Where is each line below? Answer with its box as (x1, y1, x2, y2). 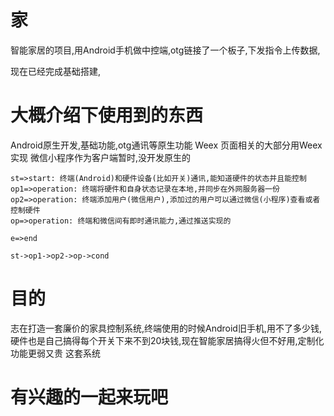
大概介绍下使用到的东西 (10, 104, 204, 127)
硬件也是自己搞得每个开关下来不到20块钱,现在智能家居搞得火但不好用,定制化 (10, 334, 325, 346)
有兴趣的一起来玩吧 (10, 386, 169, 408)
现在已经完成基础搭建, (10, 65, 102, 77)
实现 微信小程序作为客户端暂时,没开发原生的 (10, 151, 191, 163)
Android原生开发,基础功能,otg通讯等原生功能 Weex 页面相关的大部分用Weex (10, 139, 323, 151)
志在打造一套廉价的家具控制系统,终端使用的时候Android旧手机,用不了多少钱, (10, 322, 322, 334)
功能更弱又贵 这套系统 (10, 347, 101, 359)
